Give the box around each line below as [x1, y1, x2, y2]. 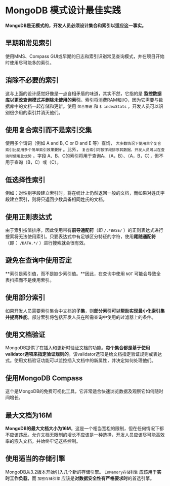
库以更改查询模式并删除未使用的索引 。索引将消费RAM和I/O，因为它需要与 [5, 97, 159, 103]
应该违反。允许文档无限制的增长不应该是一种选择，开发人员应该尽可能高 [9, 432, 160, 438]
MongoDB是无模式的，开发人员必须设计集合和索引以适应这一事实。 [5, 22, 147, 28]
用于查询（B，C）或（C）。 [5, 159, 62, 165]
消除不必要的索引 [5, 76, 59, 84]
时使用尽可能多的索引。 [5, 59, 54, 66]
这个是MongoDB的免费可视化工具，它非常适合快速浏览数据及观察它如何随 [5, 388, 159, 394]
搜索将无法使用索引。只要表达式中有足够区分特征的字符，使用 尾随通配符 [5, 233, 156, 239]
